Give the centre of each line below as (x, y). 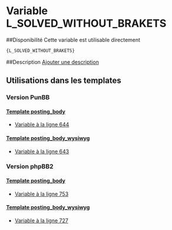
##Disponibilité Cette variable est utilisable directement (73, 40)
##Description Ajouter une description (52, 62)
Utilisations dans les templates (64, 81)
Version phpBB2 (30, 167)
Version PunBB (28, 98)
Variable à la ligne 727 (42, 221)
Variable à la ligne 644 (42, 125)
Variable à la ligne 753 (42, 194)
